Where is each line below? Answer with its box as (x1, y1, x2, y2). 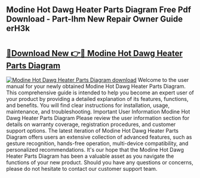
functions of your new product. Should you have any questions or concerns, (6, 159, 194, 166)
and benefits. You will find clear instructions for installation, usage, (6, 102, 170, 109)
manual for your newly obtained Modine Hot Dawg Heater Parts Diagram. (6, 83, 186, 90)
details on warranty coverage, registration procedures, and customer (6, 121, 176, 128)
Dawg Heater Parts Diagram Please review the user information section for (6, 115, 190, 121)
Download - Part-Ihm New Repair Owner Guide (6, 14, 183, 24)
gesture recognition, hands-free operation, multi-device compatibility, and (6, 140, 189, 147)
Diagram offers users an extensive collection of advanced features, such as (6, 134, 192, 140)
